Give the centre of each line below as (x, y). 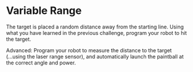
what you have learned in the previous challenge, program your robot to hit (97, 33)
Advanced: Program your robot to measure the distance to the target (89, 50)
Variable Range (44, 11)
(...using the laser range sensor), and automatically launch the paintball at (95, 56)
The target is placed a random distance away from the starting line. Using (95, 27)
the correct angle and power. (41, 63)
